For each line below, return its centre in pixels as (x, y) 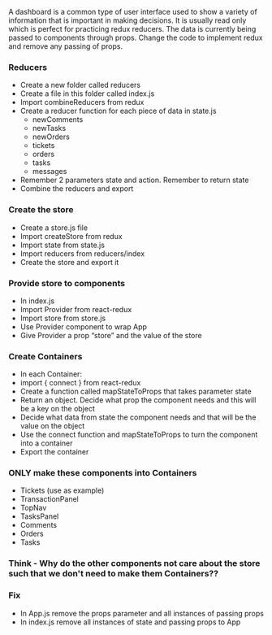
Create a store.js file (54, 228)
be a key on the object (57, 409)
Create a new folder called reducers (80, 85)
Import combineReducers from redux (82, 102)
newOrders (51, 137)
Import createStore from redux (71, 236)
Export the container (54, 452)
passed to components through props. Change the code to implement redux (136, 37)
